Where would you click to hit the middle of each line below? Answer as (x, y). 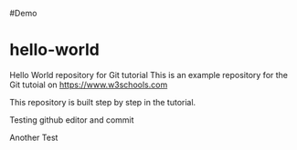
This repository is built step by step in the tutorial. (103, 102)
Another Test (34, 137)
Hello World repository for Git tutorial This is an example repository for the (149, 75)
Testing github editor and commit (72, 120)
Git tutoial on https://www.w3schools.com (89, 85)
